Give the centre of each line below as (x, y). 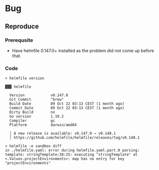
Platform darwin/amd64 (43, 125)
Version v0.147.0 (39, 95)
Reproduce (22, 26)
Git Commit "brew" (37, 100)
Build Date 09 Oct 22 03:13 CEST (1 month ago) (67, 104)
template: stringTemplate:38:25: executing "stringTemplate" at (71, 155)
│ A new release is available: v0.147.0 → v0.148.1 (63, 134)
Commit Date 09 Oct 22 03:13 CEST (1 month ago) (67, 108)
